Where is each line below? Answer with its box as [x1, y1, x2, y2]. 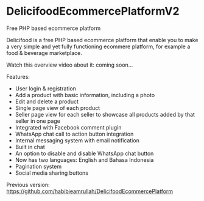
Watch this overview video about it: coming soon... [6, 61, 133, 68]
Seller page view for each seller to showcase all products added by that [15, 111, 195, 118]
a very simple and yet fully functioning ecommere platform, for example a [6, 43, 191, 50]
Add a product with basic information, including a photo [15, 91, 155, 98]
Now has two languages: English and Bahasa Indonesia [15, 156, 154, 163]
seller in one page [15, 117, 61, 125]
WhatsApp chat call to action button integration [15, 130, 134, 137]
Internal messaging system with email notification [15, 136, 140, 144]
